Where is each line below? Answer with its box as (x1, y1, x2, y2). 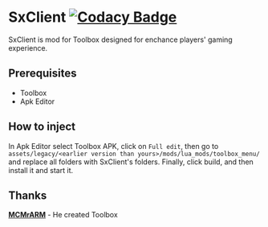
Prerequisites (8, 67, 77, 80)
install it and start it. (8, 165, 74, 175)
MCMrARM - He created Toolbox (8, 210, 118, 220)
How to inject (8, 120, 76, 134)
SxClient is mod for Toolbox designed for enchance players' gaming (8, 35, 233, 44)
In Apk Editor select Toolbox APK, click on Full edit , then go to (8, 141, 219, 151)
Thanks (8, 188, 47, 202)
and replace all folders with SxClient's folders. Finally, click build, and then (8, 157, 254, 167)
